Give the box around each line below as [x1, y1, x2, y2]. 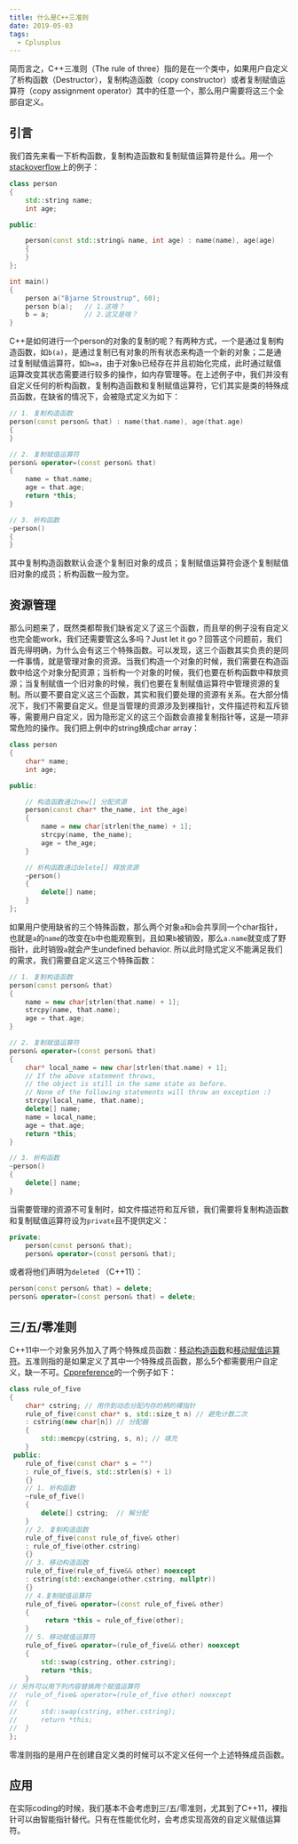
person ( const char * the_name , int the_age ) [25, 806, 189, 815]
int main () [9, 277, 50, 286]
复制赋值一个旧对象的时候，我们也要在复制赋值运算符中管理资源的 [32, 678, 273, 689]
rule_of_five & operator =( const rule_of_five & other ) [25, 1599, 224, 1608]
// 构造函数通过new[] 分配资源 [25, 797, 127, 806]
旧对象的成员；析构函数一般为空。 [9, 568, 134, 579]
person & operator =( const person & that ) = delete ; [9, 1292, 197, 1301]
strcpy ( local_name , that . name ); [25, 1096, 145, 1106]
